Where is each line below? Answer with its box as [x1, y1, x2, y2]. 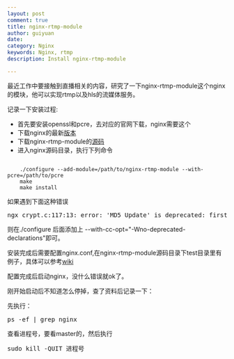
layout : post [7, 10, 45, 17]
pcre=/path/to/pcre [7, 172, 64, 179]
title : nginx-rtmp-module [7, 23, 82, 30]
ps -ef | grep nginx [7, 315, 78, 324]
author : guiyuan [7, 29, 54, 37]
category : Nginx [7, 42, 54, 49]
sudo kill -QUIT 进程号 [7, 344, 85, 352]
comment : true [7, 17, 49, 24]
